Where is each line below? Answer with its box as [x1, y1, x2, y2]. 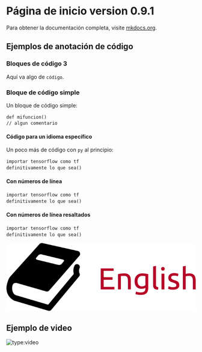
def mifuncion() [6, 114, 47, 120]
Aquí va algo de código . [6, 73, 64, 80]
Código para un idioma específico [6, 133, 92, 140]
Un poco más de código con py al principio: [6, 146, 114, 154]
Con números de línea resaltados [6, 211, 91, 219]
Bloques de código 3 [6, 59, 67, 68]
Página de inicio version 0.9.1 [6, 4, 155, 18]
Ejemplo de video [6, 323, 72, 333]
